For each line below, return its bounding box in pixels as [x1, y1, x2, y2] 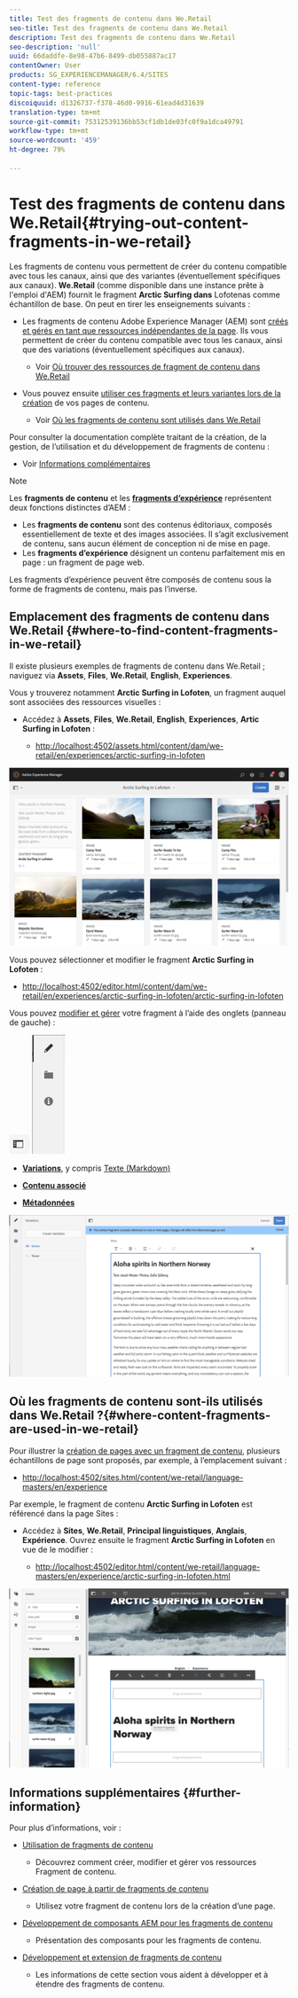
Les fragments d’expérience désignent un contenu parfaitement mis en [21, 547, 286, 558]
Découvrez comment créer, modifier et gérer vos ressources [35, 1857, 257, 1868]
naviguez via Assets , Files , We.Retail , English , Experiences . [9, 670, 233, 680]
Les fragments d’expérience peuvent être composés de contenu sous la [9, 574, 272, 584]
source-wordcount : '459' [9, 136, 101, 145]
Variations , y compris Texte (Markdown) [21, 1163, 171, 1173]
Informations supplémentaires [9, 1785, 181, 1800]
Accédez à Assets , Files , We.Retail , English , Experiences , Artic [21, 714, 260, 725]
